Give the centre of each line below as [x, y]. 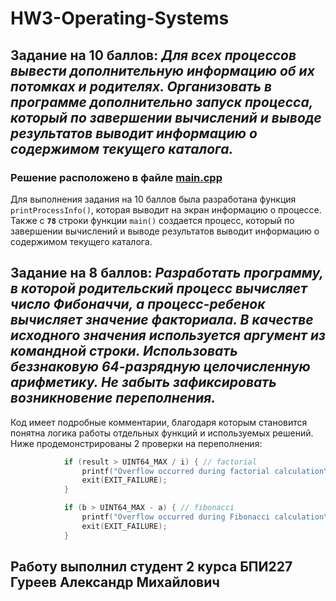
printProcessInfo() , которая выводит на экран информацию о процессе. [166, 209]
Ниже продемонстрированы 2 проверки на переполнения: [136, 443]
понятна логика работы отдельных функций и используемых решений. [162, 433]
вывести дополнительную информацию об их [162, 70]
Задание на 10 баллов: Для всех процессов [153, 55]
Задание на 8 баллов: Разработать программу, [167, 273]
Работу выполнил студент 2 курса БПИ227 [151, 567]
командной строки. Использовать [124, 351]
